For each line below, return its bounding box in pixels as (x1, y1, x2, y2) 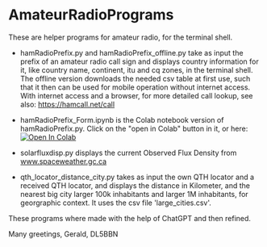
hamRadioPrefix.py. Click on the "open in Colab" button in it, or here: (19, 123, 248, 133)
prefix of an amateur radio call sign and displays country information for (19, 57, 260, 66)
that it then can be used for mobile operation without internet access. (19, 82, 251, 92)
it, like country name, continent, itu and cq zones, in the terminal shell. (19, 65, 253, 74)
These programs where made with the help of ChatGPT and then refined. (8, 213, 252, 223)
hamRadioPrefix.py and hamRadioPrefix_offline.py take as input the (19, 48, 244, 57)
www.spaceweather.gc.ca (19, 156, 107, 166)
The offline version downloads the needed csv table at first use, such (19, 73, 251, 83)
